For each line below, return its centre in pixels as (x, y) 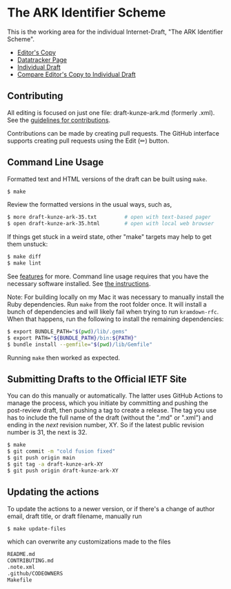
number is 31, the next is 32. (47, 433)
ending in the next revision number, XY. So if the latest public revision (106, 425)
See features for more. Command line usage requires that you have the (108, 276)
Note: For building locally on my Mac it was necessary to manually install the (115, 297)
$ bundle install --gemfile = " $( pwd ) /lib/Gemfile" (80, 344)
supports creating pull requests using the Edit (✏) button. (88, 141)
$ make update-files (37, 528)
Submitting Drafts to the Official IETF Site (97, 379)
